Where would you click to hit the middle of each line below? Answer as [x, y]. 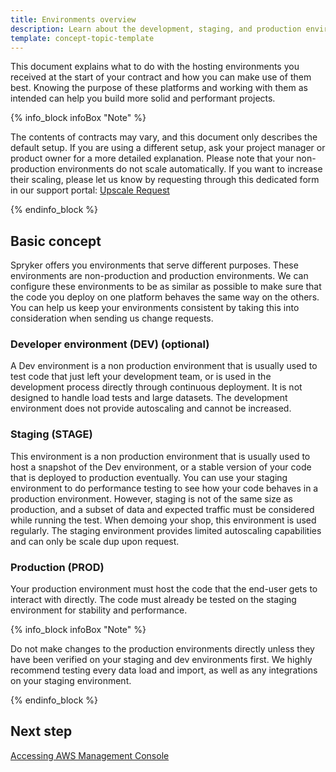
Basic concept [56, 241]
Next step [41, 731]
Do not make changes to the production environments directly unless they [162, 649]
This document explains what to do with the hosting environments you [155, 67]
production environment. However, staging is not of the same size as [151, 498]
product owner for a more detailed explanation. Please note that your [152, 158]
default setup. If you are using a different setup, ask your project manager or [168, 148]
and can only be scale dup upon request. [95, 541]
